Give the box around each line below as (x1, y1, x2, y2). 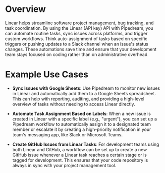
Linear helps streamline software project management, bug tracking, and (5, 20, 154, 26)
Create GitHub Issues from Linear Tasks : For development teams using (12, 141, 160, 147)
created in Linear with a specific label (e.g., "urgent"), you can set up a (12, 115, 157, 122)
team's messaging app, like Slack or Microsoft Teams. (12, 131, 123, 137)
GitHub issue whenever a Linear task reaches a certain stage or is (12, 152, 147, 158)
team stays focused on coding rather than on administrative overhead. (5, 51, 149, 58)
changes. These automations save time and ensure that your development (5, 46, 157, 52)
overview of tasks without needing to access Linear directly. (12, 101, 135, 107)
